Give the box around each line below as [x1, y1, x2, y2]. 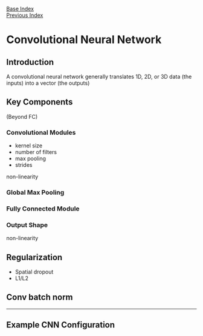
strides [14, 161, 33, 169]
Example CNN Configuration [6, 320, 115, 330]
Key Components [6, 97, 73, 107]
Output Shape [6, 221, 48, 229]
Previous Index [6, 12, 43, 19]
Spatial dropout [14, 268, 54, 275]
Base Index [6, 5, 34, 12]
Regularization [6, 252, 63, 263]
